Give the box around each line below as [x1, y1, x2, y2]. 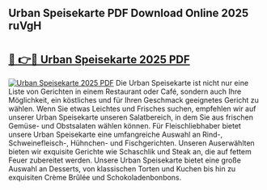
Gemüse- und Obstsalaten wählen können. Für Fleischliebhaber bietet [8, 121, 241, 130]
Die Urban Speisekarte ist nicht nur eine [116, 78, 249, 87]
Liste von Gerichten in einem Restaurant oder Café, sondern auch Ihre [8, 87, 242, 96]
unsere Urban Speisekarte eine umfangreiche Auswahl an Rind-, [8, 129, 223, 139]
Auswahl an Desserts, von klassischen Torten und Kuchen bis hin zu [8, 164, 236, 173]
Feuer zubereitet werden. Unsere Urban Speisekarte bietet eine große [8, 155, 241, 165]
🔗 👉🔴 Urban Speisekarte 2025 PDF [8, 53, 190, 66]
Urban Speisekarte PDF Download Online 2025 [8, 6, 249, 20]
